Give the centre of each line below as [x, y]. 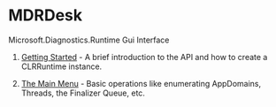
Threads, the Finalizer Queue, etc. [83, 93]
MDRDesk [46, 15]
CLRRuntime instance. [61, 66]
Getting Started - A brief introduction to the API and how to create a [144, 57]
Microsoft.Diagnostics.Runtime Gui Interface [89, 40]
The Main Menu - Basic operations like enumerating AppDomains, [141, 83]
